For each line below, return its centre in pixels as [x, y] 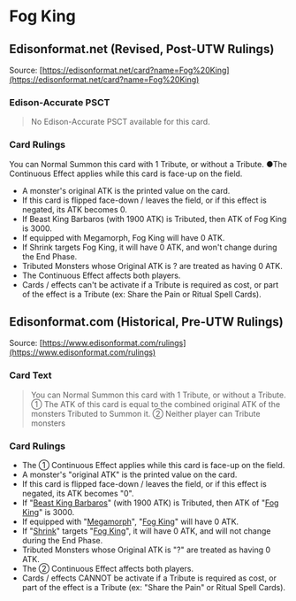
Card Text [30, 375]
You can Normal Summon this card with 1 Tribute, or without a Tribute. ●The [148, 164]
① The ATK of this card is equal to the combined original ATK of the [156, 404]
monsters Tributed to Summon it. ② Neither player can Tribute [145, 413]
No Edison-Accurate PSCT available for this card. [120, 122]
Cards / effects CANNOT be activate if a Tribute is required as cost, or [149, 578]
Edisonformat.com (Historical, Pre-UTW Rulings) [147, 322]
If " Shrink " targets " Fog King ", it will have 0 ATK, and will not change [146, 531]
